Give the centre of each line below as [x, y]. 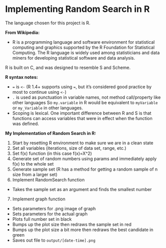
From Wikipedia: [22, 32]
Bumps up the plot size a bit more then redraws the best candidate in [83, 230]
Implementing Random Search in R [78, 9]
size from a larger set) [35, 174]
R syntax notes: [22, 77]
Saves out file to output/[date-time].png [54, 240]
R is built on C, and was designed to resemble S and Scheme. [68, 67]
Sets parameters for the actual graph [50, 214]
